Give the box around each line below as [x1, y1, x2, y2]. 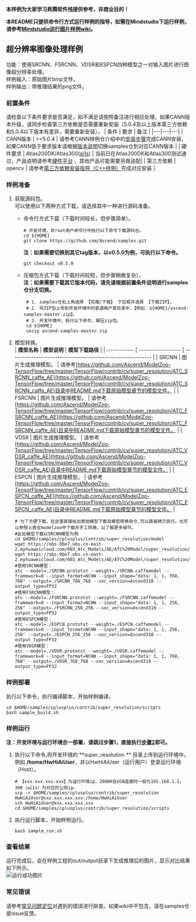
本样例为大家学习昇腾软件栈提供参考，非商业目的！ [6, 6, 129, 12]
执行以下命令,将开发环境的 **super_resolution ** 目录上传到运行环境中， [14, 751, 189, 758]
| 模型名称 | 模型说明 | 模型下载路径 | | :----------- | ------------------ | [14, 346, 184, 353]
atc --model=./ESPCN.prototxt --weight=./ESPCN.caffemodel [14, 621, 162, 628]
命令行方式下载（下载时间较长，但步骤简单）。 [23, 215, 134, 222]
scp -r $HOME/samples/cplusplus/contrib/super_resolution [14, 790, 159, 796]
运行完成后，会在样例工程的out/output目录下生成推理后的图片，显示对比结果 [6, 857, 190, 864]
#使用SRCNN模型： [14, 563, 53, 569]
